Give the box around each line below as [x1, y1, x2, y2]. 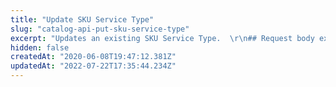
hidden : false [10, 42, 70, 53]
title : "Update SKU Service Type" [10, 14, 155, 25]
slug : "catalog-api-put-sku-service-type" [10, 24, 190, 34]
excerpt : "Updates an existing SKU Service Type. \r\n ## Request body [10, 33, 315, 43]
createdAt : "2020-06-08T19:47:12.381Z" [10, 52, 177, 62]
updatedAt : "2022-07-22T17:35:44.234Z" [10, 61, 177, 71]
